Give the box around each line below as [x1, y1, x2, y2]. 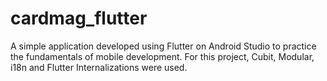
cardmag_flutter [10, 7, 148, 30]
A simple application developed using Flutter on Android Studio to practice [10, 40, 317, 52]
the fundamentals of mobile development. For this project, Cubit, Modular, [10, 50, 315, 62]
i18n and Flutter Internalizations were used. [10, 61, 188, 73]
